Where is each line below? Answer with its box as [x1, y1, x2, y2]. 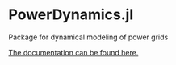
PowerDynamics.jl [8, 6, 134, 24]
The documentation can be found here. [8, 47, 139, 57]
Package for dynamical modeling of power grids [8, 32, 169, 42]
